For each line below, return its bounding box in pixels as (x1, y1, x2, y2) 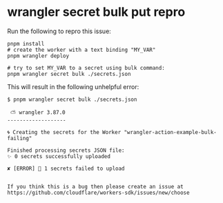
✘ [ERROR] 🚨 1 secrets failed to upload (7, 165, 126, 172)
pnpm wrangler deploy (7, 52, 70, 59)
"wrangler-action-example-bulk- (124, 128, 217, 135)
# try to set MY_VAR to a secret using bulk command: (7, 64, 166, 71)
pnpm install (7, 40, 45, 47)
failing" (7, 135, 32, 142)
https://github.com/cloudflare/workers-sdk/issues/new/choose (7, 189, 190, 196)
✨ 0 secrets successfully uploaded (7, 153, 110, 159)
